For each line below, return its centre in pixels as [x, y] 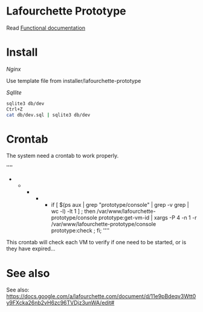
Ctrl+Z [14, 109]
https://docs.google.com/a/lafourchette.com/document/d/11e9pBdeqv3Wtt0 [101, 296]
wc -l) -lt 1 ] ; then [73, 211]
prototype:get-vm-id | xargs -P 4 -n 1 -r [148, 218]
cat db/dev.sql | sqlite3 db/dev [48, 115]
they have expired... [31, 249]
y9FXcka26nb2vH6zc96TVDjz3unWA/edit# [60, 303]
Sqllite [14, 93]
